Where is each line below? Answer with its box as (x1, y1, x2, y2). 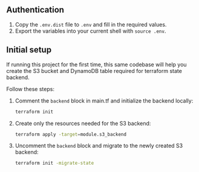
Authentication (6, 5, 65, 15)
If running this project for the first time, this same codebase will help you (6, 60, 187, 68)
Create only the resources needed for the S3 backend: (15, 119, 151, 127)
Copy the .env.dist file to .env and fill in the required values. (15, 21, 167, 28)
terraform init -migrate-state (15, 160, 94, 167)
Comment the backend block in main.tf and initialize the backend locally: (15, 97, 194, 104)
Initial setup (6, 45, 52, 55)
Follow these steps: (6, 85, 54, 92)
